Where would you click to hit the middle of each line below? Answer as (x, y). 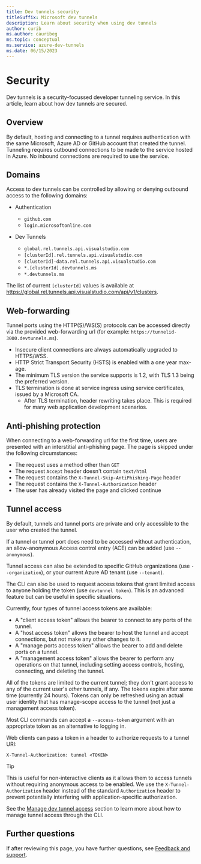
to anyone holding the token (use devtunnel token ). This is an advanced (95, 590)
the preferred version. (42, 382)
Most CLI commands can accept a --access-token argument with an (90, 719)
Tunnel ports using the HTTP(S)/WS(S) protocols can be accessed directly (98, 325)
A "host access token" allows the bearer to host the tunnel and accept (102, 632)
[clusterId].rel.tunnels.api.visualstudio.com (83, 256)
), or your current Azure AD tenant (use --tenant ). (103, 572)
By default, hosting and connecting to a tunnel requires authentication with (98, 137)
